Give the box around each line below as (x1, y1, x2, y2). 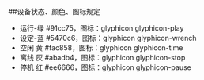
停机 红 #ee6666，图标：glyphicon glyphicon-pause (19, 63, 192, 72)
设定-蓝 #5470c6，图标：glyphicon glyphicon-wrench (19, 34, 197, 42)
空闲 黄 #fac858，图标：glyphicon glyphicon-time (19, 43, 183, 53)
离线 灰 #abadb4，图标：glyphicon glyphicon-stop (19, 53, 186, 62)
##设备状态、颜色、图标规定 (8, 7, 100, 16)
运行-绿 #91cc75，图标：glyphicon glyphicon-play (19, 24, 184, 33)
